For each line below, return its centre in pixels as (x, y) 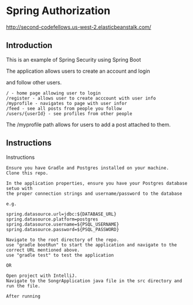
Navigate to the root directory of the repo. (62, 240)
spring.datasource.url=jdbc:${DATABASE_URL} (61, 214)
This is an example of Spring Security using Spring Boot (74, 59)
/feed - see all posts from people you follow (64, 109)
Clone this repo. (27, 173)
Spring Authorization (58, 11)
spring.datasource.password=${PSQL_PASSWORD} (62, 229)
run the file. (23, 286)
